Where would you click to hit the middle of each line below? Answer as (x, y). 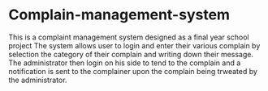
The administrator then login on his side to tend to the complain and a (125, 63)
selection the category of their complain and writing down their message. (131, 54)
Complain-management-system (119, 15)
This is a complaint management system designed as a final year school (129, 37)
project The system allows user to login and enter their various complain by (134, 45)
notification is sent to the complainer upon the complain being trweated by (133, 71)
